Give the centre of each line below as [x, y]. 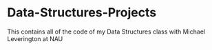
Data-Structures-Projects [82, 13]
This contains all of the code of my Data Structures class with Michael [106, 32]
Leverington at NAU [35, 38]
